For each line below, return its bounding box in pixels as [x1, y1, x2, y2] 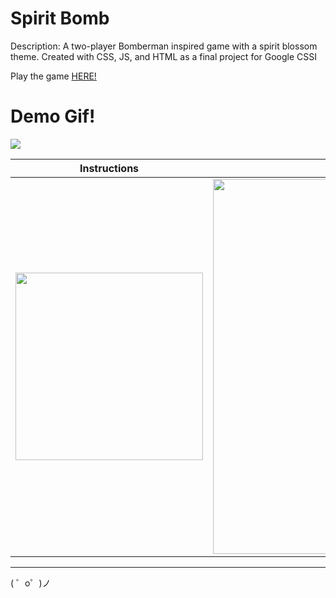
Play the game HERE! [10, 70, 97, 82]
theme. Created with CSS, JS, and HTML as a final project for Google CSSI [10, 50, 318, 62]
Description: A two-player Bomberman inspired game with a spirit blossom [10, 40, 318, 52]
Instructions [79, 161, 140, 175]
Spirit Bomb [10, 7, 110, 30]
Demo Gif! [10, 105, 96, 128]
